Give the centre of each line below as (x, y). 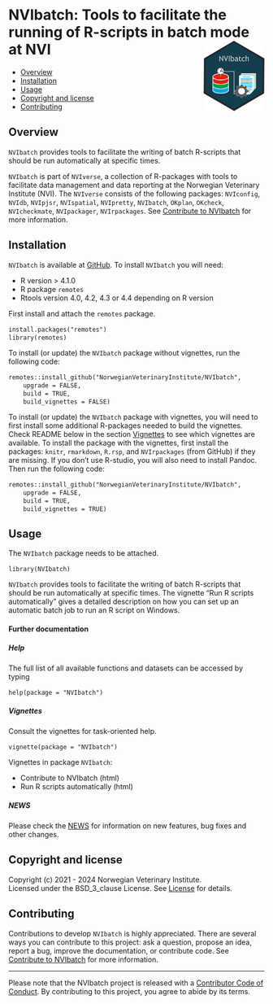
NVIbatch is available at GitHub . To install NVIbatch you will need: (116, 264)
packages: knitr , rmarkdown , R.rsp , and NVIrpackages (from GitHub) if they (132, 451)
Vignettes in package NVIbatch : (61, 762)
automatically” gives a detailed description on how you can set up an (124, 602)
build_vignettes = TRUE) (65, 509)
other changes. (34, 834)
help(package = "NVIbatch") (56, 692)
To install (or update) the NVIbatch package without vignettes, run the (124, 352)
